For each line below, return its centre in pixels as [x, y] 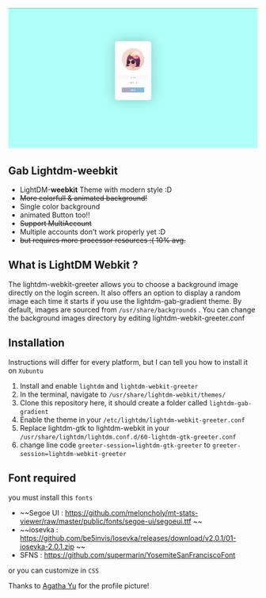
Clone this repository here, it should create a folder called [114, 402]
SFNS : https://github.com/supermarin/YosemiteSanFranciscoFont [127, 554]
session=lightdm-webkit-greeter [73, 454]
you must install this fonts [51, 497]
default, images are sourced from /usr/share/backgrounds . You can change [132, 309]
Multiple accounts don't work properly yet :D [93, 232]
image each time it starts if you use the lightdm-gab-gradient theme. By [125, 301]
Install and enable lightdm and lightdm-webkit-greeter [109, 385]
